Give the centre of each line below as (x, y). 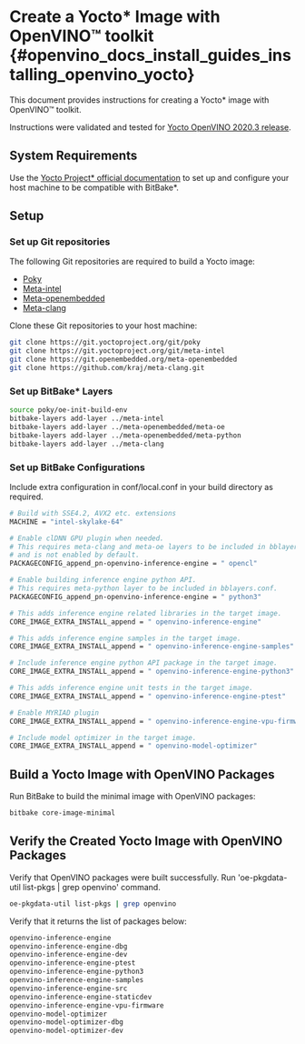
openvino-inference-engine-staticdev (81, 997)
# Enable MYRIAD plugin (54, 713)
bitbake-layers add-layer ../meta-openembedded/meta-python (126, 435)
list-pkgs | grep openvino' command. (91, 887)
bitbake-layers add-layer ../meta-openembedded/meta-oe (117, 427)
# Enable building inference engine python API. (103, 580)
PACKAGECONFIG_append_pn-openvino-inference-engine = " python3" (135, 597)
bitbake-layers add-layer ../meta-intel (87, 419)
